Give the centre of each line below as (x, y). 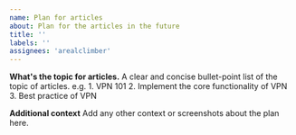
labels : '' (30, 43)
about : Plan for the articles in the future (95, 26)
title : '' (28, 34)
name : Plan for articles (56, 18)
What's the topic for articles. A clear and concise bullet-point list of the (143, 76)
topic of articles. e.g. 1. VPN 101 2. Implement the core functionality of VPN (148, 86)
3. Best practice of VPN (53, 96)
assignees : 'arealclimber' (60, 51)
